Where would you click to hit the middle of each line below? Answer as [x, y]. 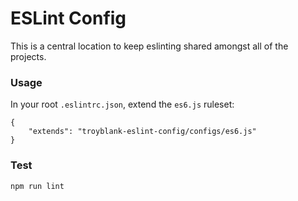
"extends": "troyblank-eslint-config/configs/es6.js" [142, 132]
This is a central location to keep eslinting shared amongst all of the [149, 46]
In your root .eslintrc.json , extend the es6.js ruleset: [122, 104]
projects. [28, 56]
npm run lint [37, 186]
